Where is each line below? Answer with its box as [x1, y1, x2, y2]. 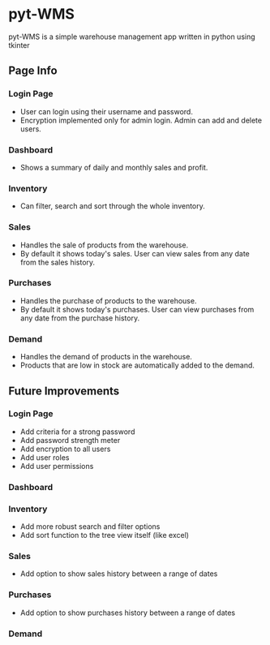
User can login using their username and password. [19, 106, 193, 116]
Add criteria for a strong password [19, 427, 135, 436]
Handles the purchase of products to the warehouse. [19, 295, 197, 305]
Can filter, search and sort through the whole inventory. [19, 201, 205, 211]
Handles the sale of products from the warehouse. [19, 240, 189, 250]
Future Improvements [8, 384, 120, 398]
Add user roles [19, 452, 70, 462]
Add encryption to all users [19, 444, 111, 454]
